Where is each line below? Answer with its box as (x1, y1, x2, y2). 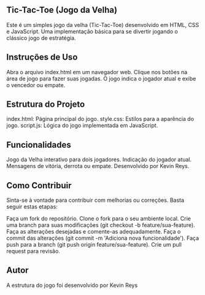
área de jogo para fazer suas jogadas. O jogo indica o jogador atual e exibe (6, 75, 196, 82)
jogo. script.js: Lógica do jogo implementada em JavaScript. (6, 122, 158, 129)
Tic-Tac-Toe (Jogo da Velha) (6, 5, 118, 15)
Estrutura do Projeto (6, 99, 85, 110)
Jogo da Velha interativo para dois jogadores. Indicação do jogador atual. (6, 156, 192, 163)
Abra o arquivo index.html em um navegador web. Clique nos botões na (6, 68, 188, 75)
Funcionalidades (6, 139, 72, 150)
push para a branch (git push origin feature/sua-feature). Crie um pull (6, 241, 182, 248)
